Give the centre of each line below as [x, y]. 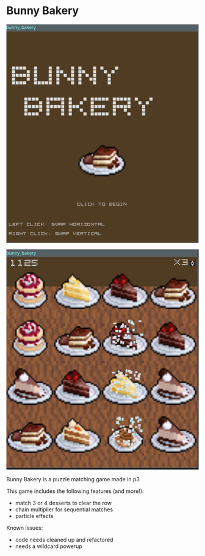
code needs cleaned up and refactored [64, 539]
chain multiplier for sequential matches [64, 509]
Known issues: [25, 528]
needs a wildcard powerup [49, 546]
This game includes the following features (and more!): [75, 491]
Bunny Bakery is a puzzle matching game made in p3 [73, 479]
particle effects [34, 516]
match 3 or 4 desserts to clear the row [63, 503]
